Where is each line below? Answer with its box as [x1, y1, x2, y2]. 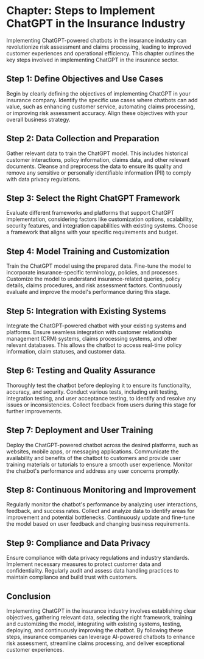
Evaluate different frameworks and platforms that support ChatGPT [6, 209, 175, 217]
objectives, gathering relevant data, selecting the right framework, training [6, 614, 193, 621]
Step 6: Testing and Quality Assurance [6, 366, 156, 376]
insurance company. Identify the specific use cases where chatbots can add [6, 96, 198, 103]
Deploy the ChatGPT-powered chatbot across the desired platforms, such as [6, 441, 199, 448]
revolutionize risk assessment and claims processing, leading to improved [6, 43, 192, 51]
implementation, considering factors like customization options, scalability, [6, 215, 194, 223]
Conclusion [6, 591, 51, 601]
